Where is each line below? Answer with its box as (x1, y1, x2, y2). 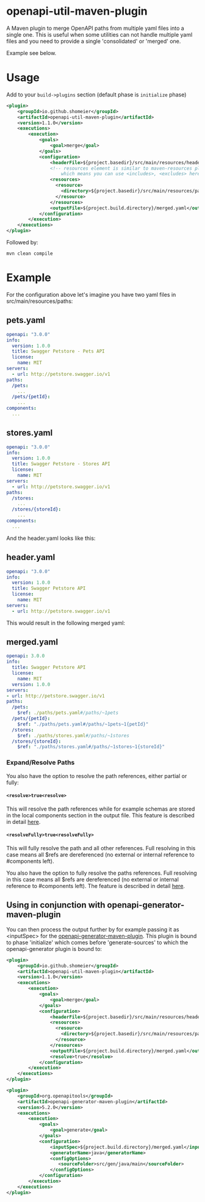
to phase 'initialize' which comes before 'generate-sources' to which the (6, 939, 189, 946)
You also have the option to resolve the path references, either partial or (6, 772, 187, 779)
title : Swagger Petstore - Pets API (12, 348, 105, 355)
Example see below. (6, 49, 57, 56)
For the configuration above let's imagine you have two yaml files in (6, 291, 176, 298)
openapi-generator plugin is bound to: (6, 945, 103, 952)
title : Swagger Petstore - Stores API (12, 461, 111, 467)
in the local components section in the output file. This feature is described (6, 811, 195, 819)
